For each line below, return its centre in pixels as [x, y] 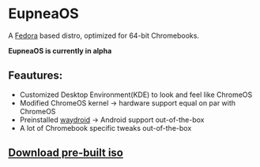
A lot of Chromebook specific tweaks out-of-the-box [106, 128]
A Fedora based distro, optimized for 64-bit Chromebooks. [104, 35]
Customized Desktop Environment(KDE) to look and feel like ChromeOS [136, 95]
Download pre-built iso [66, 153]
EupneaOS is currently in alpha [60, 50]
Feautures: [36, 76]
